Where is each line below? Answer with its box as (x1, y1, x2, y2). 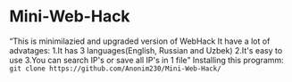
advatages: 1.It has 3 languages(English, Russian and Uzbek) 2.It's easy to (9, 45, 283, 55)
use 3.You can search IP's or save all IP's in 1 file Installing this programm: (9, 54, 284, 65)
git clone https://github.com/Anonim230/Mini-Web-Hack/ (9, 64, 221, 73)
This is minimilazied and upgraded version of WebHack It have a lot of (13, 36, 271, 46)
